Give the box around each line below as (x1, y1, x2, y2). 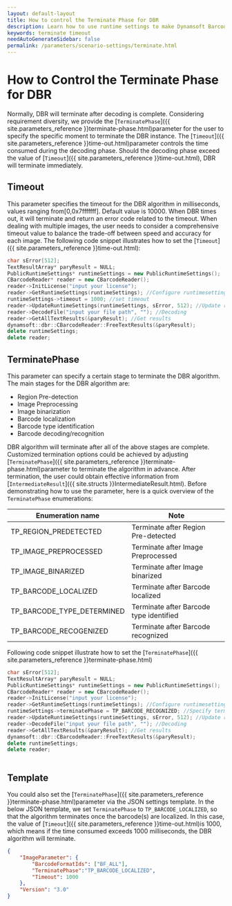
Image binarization (17, 407, 70, 415)
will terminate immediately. (7, 161, 84, 170)
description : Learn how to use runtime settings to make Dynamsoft (7, 23, 206, 30)
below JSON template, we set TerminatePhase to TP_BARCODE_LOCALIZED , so (7, 805, 217, 813)
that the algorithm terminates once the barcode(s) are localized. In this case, (7, 813, 225, 820)
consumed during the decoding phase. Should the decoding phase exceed (7, 146, 220, 154)
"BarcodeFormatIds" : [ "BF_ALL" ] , (32, 860, 128, 867)
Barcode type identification (17, 422, 95, 430)
